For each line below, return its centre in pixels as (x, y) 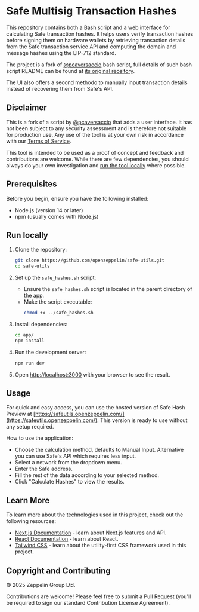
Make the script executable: (58, 302)
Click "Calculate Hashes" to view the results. (70, 482)
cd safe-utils (32, 266)
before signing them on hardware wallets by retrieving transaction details (96, 40)
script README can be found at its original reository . (71, 71)
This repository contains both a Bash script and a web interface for (88, 27)
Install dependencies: (41, 324)
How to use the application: (40, 438)
